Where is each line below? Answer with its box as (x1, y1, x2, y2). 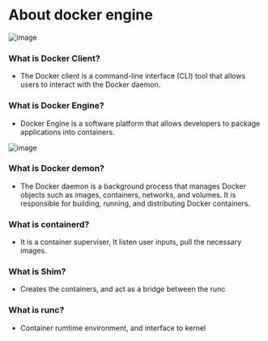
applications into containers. (19, 127, 115, 137)
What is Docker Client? (8, 53, 100, 64)
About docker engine (8, 6, 154, 24)
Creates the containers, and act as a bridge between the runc (19, 284, 226, 294)
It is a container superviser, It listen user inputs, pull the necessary (19, 237, 242, 247)
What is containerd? (8, 219, 90, 230)
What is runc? (8, 305, 65, 316)
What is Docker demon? (8, 163, 105, 174)
